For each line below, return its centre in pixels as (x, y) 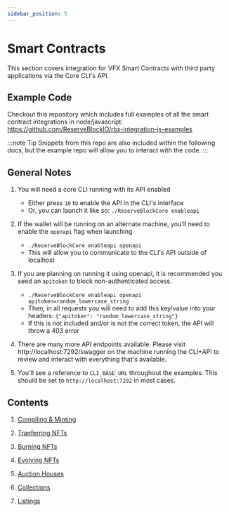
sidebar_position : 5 (38, 14)
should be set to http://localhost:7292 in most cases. (96, 381)
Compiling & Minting (47, 419)
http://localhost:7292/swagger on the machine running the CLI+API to (118, 352)
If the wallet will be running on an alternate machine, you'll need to (114, 224)
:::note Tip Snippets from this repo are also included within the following (111, 143)
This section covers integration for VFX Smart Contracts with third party (111, 68)
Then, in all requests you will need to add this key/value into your (122, 308)
